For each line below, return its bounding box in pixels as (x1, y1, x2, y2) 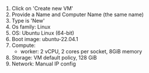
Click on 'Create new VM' (11, 5, 74, 12)
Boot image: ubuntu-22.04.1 (11, 36, 78, 42)
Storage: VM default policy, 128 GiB (11, 54, 98, 61)
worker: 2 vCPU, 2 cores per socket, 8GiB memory (20, 48, 143, 54)
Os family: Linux (11, 23, 51, 30)
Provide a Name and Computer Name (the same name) (11, 11, 144, 18)
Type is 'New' (11, 17, 45, 24)
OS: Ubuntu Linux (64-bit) (11, 30, 75, 36)
